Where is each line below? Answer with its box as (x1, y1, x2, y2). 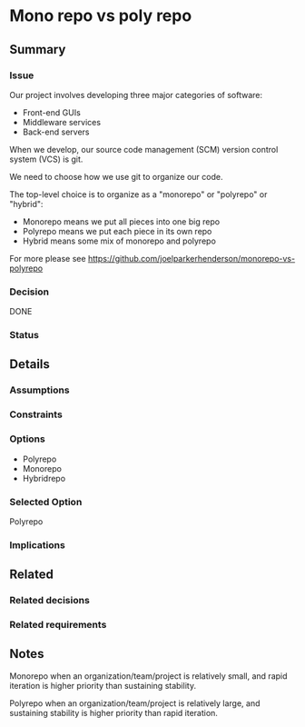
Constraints (9, 408, 64, 421)
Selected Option (9, 495, 83, 508)
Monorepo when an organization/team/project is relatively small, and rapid (9, 670, 288, 682)
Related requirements (9, 619, 107, 632)
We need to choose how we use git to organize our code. (9, 171, 223, 182)
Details (9, 356, 50, 373)
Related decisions (9, 594, 91, 607)
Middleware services (22, 116, 102, 127)
